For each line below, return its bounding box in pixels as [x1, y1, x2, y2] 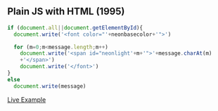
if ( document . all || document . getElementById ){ [7, 24, 143, 31]
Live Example [7, 95, 46, 104]
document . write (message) [13, 82, 86, 90]
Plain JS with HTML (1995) [7, 6, 125, 18]
